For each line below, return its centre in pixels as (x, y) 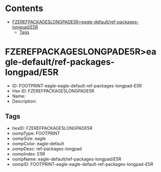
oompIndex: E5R (28, 154)
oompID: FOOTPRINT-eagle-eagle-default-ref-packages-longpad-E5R (82, 164)
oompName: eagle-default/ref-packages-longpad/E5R (67, 159)
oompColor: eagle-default (38, 143)
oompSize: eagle (29, 138)
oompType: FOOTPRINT (36, 133)
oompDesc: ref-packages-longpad (47, 149)
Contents (24, 8)
